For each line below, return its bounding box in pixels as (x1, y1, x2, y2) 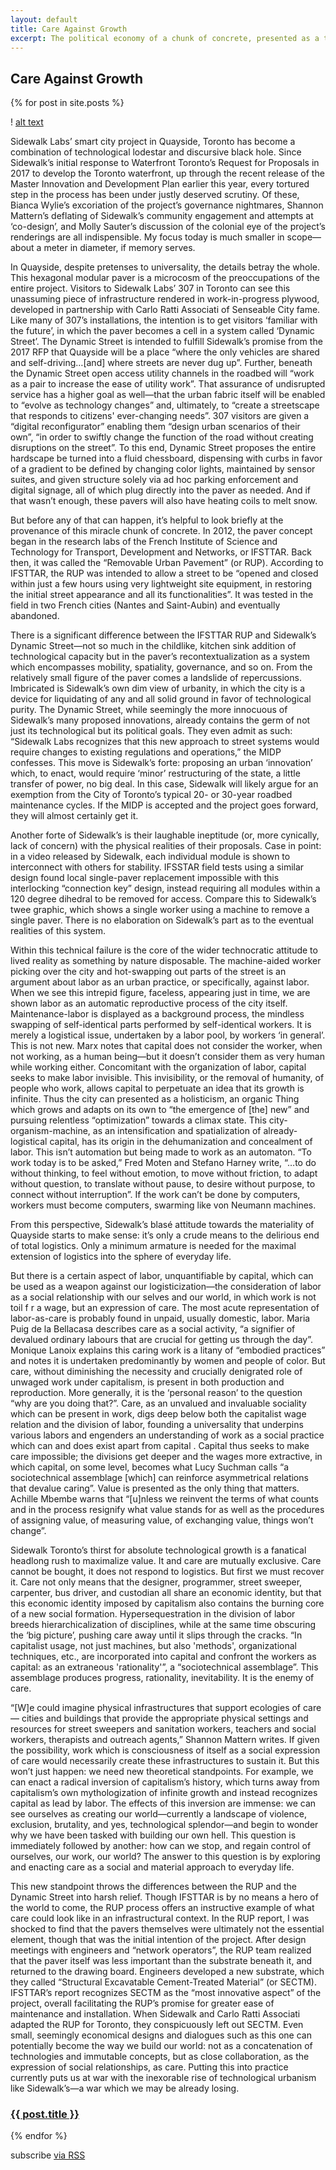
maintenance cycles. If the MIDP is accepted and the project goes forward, (10, 799, 319, 811)
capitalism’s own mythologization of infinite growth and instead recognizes (10, 1787, 318, 1799)
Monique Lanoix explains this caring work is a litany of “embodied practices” (10, 1344, 326, 1356)
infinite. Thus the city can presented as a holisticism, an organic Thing (10, 1093, 300, 1105)
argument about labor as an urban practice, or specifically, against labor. (10, 976, 310, 988)
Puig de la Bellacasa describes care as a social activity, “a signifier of (10, 1323, 296, 1335)
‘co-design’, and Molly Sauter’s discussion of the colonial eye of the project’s (10, 221, 326, 233)
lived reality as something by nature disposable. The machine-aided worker (10, 955, 322, 967)
